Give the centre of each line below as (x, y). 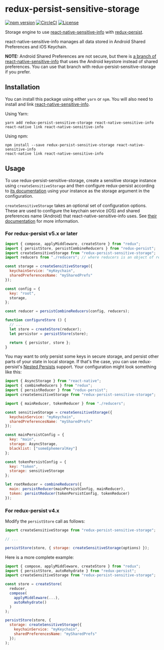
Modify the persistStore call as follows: (45, 521)
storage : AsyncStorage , (33, 444)
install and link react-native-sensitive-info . (48, 104)
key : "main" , (23, 440)
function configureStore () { (36, 320)
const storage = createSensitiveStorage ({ (49, 266)
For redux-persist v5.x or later (41, 233)
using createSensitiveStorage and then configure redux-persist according (80, 186)
